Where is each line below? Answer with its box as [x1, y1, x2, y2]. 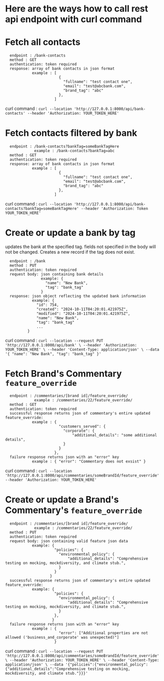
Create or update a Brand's [5, 494, 119, 505]
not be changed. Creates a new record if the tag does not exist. [5, 249, 136, 255]
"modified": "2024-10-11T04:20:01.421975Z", [36, 311, 131, 316]
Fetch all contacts [5, 36, 81, 48]
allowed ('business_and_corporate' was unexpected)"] [5, 634, 120, 640]
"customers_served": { [58, 423, 106, 429]
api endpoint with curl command [5, 13, 142, 25]
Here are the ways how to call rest [5, 3, 149, 14]
